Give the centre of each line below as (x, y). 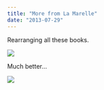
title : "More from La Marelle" (52, 13)
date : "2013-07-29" (35, 20)
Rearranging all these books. (48, 39)
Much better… (27, 66)
